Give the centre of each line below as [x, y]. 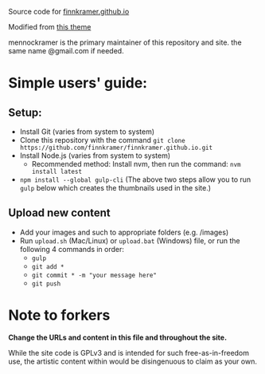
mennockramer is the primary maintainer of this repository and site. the [125, 42]
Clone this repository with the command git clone [102, 140]
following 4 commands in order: [72, 249]
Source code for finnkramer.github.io [69, 12]
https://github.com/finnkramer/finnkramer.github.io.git [116, 148]
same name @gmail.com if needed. [66, 51]
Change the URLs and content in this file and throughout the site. [118, 337]
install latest [57, 171]
